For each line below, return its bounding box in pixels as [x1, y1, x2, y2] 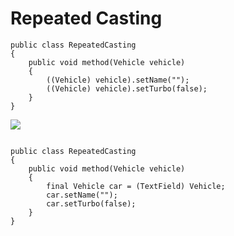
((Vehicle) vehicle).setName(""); [46, 75, 190, 85]
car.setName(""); [46, 190, 118, 200]
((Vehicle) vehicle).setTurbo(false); [46, 83, 208, 94]
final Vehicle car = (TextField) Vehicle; [46, 181, 226, 191]
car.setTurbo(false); [46, 198, 137, 209]
